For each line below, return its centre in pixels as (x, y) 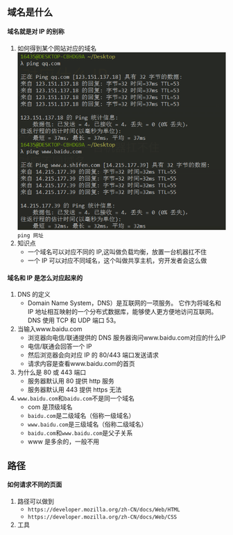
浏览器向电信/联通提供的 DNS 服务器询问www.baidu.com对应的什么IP (127, 337)
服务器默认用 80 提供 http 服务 (71, 381)
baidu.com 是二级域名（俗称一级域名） (81, 416)
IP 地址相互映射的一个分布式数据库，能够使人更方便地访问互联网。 (122, 312)
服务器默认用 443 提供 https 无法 (75, 389)
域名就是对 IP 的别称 (36, 31)
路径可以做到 (35, 501)
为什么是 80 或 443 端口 (52, 372)
